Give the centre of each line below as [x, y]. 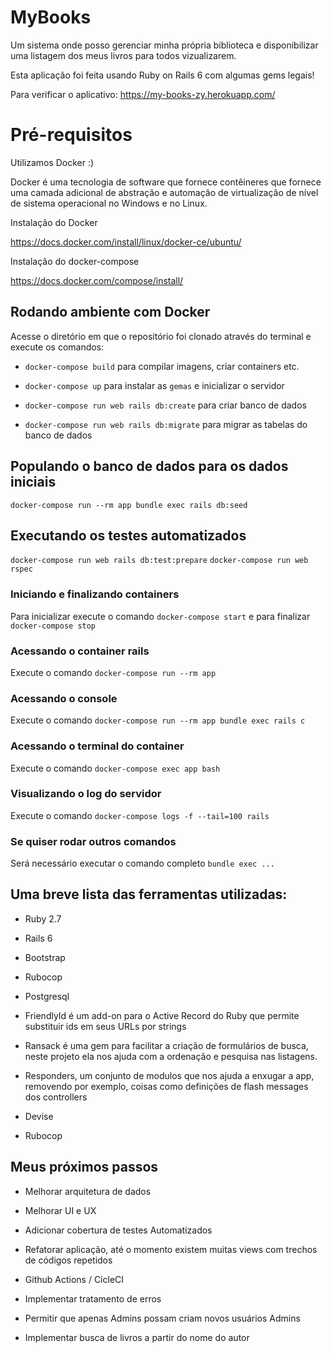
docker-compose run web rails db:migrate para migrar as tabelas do [166, 424]
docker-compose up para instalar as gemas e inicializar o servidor [154, 385]
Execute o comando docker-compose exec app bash [115, 768]
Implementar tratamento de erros [93, 1298]
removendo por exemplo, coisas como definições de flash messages [166, 1086]
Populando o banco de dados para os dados [149, 466]
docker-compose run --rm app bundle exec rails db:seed [129, 505]
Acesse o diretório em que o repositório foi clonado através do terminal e [161, 336]
